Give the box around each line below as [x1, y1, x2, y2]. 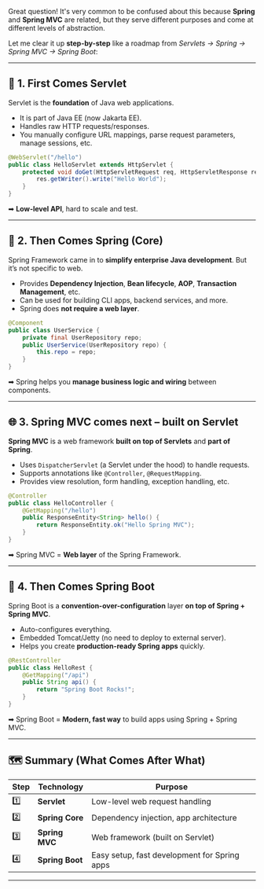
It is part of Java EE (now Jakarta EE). [19, 113, 142, 123]
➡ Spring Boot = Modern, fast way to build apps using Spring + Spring [8, 715, 237, 724]
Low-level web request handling [91, 796, 212, 807]
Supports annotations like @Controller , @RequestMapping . [19, 468, 202, 478]
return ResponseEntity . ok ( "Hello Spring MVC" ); [36, 521, 195, 529]
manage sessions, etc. [19, 138, 93, 148]
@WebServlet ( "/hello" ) [8, 153, 82, 161]
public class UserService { [8, 326, 101, 334]
